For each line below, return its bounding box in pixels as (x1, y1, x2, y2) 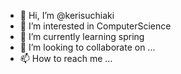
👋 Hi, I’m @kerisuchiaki (19, 10, 115, 21)
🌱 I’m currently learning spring (19, 31, 145, 42)
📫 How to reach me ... (19, 53, 113, 64)
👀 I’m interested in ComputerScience (19, 20, 172, 32)
